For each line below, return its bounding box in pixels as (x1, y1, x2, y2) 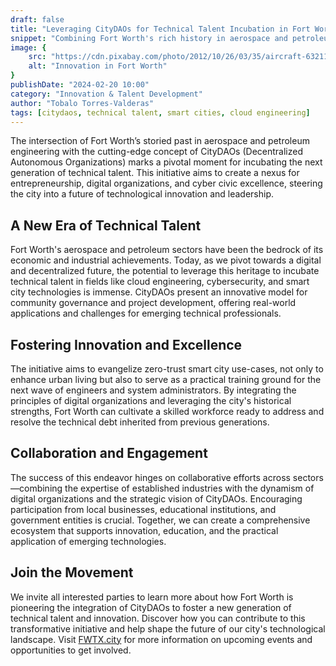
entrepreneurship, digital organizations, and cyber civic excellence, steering (10, 177, 323, 190)
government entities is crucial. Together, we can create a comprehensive (10, 514, 311, 526)
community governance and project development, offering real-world (10, 297, 297, 309)
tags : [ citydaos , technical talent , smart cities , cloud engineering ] (10, 107, 311, 118)
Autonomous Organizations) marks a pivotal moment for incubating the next (10, 156, 323, 168)
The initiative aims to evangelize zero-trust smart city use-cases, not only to (10, 363, 324, 375)
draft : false (10, 14, 65, 25)
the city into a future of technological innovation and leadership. (10, 188, 274, 200)
